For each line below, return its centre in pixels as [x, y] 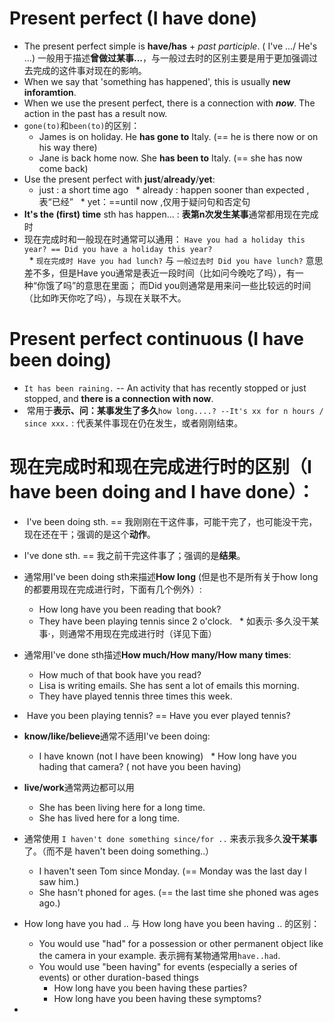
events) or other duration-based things [118, 977]
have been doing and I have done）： [162, 492]
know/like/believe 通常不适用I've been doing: [117, 736]
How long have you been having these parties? [150, 988]
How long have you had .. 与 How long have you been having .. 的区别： [172, 923]
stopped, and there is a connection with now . [118, 398]
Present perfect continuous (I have [156, 339]
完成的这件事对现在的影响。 [89, 70]
